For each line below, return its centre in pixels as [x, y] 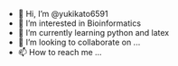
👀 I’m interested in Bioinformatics [80, 23]
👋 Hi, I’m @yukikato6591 [63, 14]
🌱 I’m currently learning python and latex [94, 33]
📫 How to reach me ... [60, 52]
